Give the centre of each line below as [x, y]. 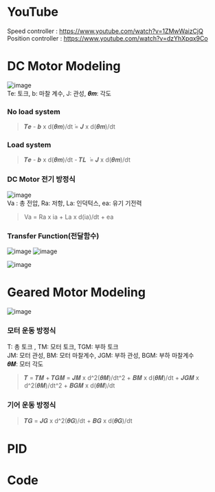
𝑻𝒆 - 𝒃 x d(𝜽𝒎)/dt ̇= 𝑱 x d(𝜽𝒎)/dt [69, 127]
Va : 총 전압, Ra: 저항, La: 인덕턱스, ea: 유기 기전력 [75, 203]
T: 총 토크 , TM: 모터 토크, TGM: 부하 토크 [63, 347]
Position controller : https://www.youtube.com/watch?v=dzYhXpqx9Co [107, 38]
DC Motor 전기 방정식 [41, 180]
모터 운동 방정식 [32, 330]
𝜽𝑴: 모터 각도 [25, 364]
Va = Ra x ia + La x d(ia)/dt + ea [69, 217]
